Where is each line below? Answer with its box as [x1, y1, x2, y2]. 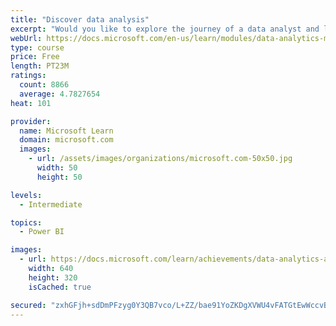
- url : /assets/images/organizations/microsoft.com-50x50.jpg [28, 154, 293, 164]
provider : [10, 116, 52, 126]
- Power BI [19, 227, 65, 237]
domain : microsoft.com [19, 135, 114, 145]
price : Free [10, 52, 60, 62]
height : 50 [36, 172, 83, 182]
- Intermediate [19, 199, 83, 210]
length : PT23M [10, 61, 70, 71]
